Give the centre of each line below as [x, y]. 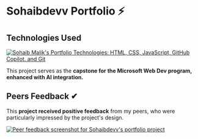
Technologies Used [44, 37]
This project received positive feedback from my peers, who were [91, 111]
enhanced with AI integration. [45, 77]
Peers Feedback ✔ [42, 97]
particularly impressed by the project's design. [65, 117]
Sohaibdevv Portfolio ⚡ [66, 11]
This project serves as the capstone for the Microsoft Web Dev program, [99, 71]
